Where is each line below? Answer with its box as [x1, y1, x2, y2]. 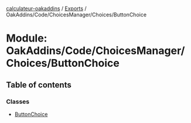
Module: [6, 32, 47, 45]
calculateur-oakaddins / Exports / [6, 5, 87, 12]
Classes [6, 97, 30, 105]
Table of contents [6, 80, 71, 90]
